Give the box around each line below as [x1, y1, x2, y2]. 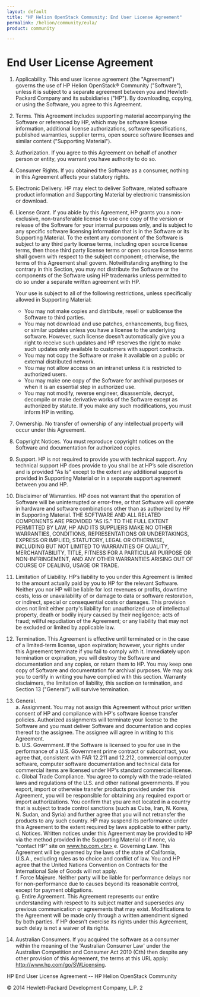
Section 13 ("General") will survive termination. [15, 686, 130, 693]
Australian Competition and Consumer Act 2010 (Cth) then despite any [15, 948, 188, 956]
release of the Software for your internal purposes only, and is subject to [15, 221, 193, 229]
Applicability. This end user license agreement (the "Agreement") [15, 75, 174, 83]
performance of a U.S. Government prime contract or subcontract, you [15, 748, 189, 755]
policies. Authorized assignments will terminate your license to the [15, 716, 177, 723]
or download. [15, 197, 48, 205]
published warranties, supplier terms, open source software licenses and [15, 131, 194, 138]
